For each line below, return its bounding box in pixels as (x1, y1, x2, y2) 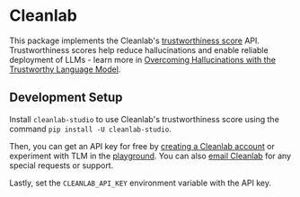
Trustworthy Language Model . (9, 64, 121, 75)
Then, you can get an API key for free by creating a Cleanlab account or (9, 140, 276, 151)
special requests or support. (9, 159, 114, 171)
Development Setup (9, 90, 123, 105)
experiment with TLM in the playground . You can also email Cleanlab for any (9, 150, 292, 161)
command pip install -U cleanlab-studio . (9, 123, 172, 134)
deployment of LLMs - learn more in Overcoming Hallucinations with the (9, 54, 277, 65)
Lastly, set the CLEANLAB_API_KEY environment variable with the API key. (9, 177, 272, 188)
